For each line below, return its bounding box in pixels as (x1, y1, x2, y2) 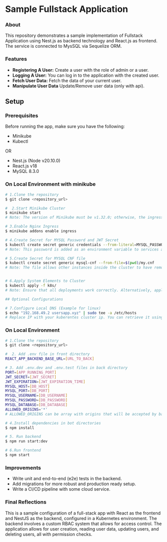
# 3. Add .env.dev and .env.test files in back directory (5, 365, 128, 371)
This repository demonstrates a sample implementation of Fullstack (5, 32, 143, 38)
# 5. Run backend (5, 434, 41, 439)
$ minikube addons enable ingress (5, 229, 77, 234)
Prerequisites (5, 112, 38, 119)
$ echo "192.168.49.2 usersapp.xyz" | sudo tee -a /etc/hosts (5, 310, 137, 315)
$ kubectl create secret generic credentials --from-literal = (5, 242, 137, 247)
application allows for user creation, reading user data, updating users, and (5, 526, 159, 532)
